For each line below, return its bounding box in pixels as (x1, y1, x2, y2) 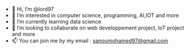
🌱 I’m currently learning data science (11, 18, 101, 25)
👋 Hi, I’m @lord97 (11, 6, 54, 12)
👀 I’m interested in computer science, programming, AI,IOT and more (11, 12, 179, 19)
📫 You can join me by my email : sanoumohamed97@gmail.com (11, 37, 168, 44)
